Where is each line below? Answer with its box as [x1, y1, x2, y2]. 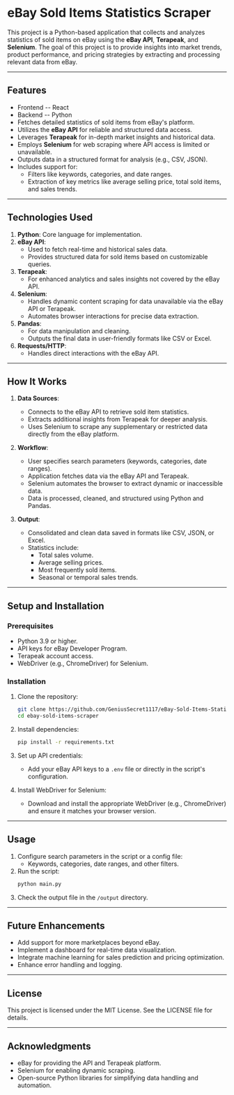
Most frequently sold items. [38, 566, 117, 574]
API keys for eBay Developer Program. [17, 644, 127, 653]
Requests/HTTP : [17, 341, 67, 350]
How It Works [7, 375, 68, 387]
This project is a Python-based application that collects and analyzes [7, 28, 205, 36]
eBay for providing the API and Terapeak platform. [17, 1059, 162, 1067]
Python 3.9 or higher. [17, 637, 78, 646]
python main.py [17, 880, 62, 887]
